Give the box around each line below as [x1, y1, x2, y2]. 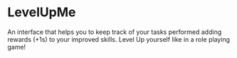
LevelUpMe [7, 4, 76, 21]
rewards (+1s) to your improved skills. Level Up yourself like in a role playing [7, 35, 230, 43]
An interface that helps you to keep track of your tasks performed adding [7, 28, 222, 36]
